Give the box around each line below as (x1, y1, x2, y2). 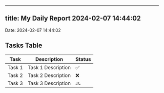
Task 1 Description (27, 64, 71, 71)
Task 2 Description (27, 72, 71, 78)
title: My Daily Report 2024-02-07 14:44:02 (5, 14, 141, 22)
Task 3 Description (27, 80, 71, 87)
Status (75, 56, 91, 62)
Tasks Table (5, 41, 42, 50)
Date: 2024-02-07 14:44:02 (5, 27, 61, 33)
